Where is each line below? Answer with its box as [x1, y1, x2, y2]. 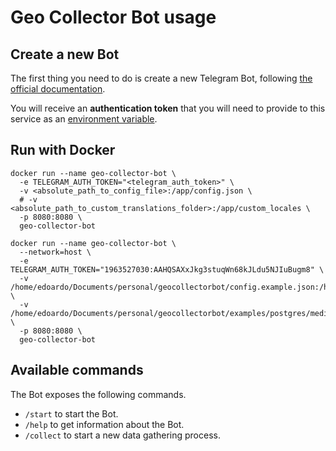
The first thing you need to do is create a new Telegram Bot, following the [10, 72, 313, 84]
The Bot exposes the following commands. [10, 388, 187, 400]
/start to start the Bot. [24, 407, 119, 420]
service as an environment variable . [10, 113, 158, 125]
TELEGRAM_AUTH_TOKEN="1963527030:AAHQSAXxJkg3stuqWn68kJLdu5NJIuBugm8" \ [10, 264, 325, 275]
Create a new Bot [10, 46, 120, 63]
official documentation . [10, 83, 106, 95]
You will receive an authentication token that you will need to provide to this [10, 102, 326, 114]
